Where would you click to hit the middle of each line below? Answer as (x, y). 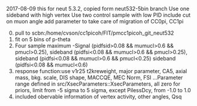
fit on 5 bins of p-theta (43, 39)
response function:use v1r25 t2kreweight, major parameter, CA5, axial (101, 71)
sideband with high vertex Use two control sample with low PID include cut (99, 15)
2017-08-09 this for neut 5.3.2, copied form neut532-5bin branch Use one (98, 9)
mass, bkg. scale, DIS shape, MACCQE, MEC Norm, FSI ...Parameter (99, 78)
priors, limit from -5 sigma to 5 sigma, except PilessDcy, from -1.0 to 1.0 (103, 90)
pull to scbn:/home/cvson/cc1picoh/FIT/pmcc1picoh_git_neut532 (94, 33)
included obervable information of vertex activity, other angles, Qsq (98, 96)
